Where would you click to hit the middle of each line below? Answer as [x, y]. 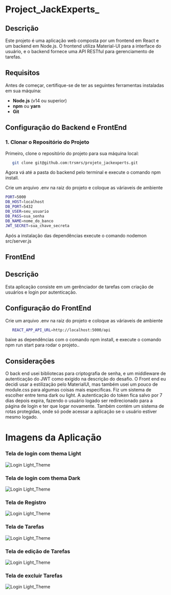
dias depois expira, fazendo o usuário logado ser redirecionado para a [79, 401]
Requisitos [22, 73]
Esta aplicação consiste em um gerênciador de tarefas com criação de [80, 287]
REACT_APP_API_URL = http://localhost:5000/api [61, 330]
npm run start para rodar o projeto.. [43, 345]
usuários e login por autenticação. [41, 292]
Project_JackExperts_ [52, 9]
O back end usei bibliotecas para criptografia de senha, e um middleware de [86, 373]
